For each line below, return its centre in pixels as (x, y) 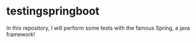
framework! (21, 34)
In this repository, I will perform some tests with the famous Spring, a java (98, 28)
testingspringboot (53, 11)
